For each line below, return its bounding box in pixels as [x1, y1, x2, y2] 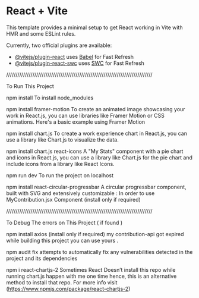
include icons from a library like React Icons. [6, 160, 115, 167]
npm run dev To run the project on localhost [6, 171, 114, 179]
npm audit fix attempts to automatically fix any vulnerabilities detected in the [6, 248, 193, 255]
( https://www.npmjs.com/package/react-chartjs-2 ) [6, 285, 131, 292]
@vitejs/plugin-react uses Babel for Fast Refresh [14, 53, 134, 60]
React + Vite [6, 4, 68, 18]
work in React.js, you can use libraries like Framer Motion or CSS [6, 112, 165, 119]
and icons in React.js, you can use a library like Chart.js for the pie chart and [6, 153, 193, 161]
